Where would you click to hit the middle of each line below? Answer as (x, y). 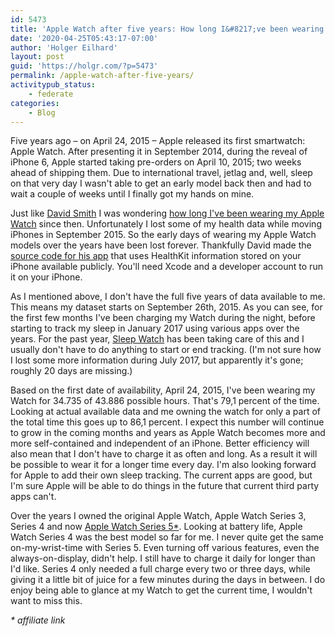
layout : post (37, 57)
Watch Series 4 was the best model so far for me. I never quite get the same (167, 537)
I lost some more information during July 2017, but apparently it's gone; (157, 360)
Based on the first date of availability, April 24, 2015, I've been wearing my (163, 390)
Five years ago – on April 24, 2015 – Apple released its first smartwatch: (158, 141)
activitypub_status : (53, 85)
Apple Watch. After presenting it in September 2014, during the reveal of (159, 152)
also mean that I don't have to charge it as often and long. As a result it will (164, 454)
